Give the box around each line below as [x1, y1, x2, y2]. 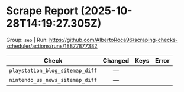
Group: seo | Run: [6, 36, 49, 43]
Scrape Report [6, 4, 79, 18]
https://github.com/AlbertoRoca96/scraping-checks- [49, 36, 179, 43]
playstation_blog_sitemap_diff [9, 67, 98, 74]
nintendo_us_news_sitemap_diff [9, 77, 98, 83]
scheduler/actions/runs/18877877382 [6, 42, 98, 50]
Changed [102, 56, 130, 64]
